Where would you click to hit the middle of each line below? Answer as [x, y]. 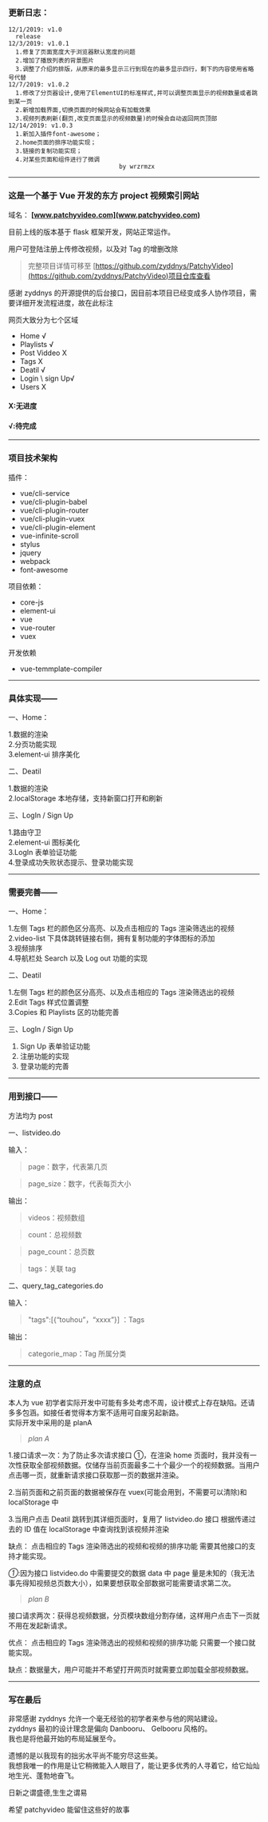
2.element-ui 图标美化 [44, 842]
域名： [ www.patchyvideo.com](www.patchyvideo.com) [104, 214]
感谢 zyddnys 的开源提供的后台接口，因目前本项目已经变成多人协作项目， [129, 293]
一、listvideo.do [35, 1133]
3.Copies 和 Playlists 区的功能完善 [64, 1013]
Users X [33, 386]
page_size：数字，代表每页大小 [79, 1183]
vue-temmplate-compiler [61, 669]
